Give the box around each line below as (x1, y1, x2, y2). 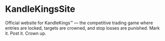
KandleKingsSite (5, 3, 75, 15)
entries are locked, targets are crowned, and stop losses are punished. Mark (5, 25, 160, 31)
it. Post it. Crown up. (5, 30, 47, 36)
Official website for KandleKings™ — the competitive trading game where (5, 20, 153, 26)
